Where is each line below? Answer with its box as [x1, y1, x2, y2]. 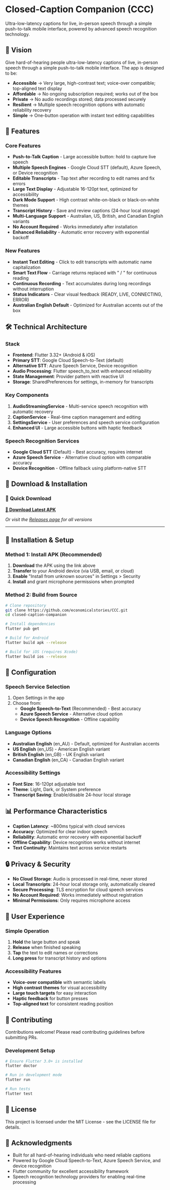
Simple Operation [5, 927, 49, 934]
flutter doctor [5, 1063, 37, 1069]
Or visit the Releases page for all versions [5, 516, 93, 522]
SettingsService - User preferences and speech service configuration [12, 419, 160, 425]
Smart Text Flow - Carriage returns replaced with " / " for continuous [12, 269, 157, 276]
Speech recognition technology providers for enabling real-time [12, 1174, 146, 1180]
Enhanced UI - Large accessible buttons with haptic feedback [12, 425, 142, 431]
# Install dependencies [5, 622, 56, 627]
